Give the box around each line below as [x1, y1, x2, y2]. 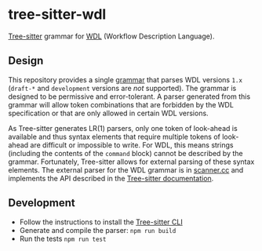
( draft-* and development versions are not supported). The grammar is [8, 83, 237, 93]
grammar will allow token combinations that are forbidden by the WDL [8, 100, 234, 109]
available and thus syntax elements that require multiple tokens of [8, 132, 221, 141]
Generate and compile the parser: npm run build [19, 225, 176, 235]
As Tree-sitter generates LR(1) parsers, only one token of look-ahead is [8, 123, 238, 133]
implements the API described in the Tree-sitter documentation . [8, 173, 214, 183]
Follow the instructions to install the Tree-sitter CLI [19, 217, 183, 227]
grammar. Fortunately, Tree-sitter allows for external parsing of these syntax [8, 157, 255, 166]
